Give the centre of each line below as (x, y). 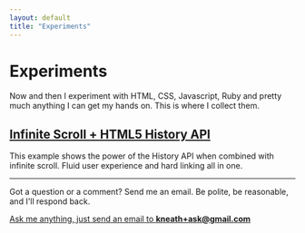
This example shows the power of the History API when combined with (142, 156)
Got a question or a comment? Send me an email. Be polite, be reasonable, (149, 192)
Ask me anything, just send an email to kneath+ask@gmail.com (130, 219)
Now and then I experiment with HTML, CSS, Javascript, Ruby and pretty (146, 96)
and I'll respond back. (50, 201)
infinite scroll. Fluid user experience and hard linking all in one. (126, 166)
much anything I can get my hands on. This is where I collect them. (135, 106)
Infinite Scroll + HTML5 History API (110, 134)
